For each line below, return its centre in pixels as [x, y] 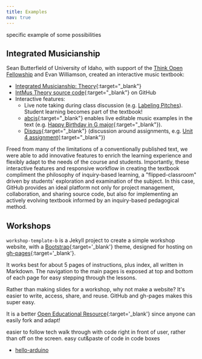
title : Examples [27, 12]
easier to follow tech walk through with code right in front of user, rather [96, 332]
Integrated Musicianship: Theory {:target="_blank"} [78, 86]
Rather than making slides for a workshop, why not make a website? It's [96, 290]
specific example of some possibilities [54, 34]
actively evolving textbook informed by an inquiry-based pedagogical [93, 200]
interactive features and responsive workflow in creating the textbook [93, 168]
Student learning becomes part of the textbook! [83, 112]
